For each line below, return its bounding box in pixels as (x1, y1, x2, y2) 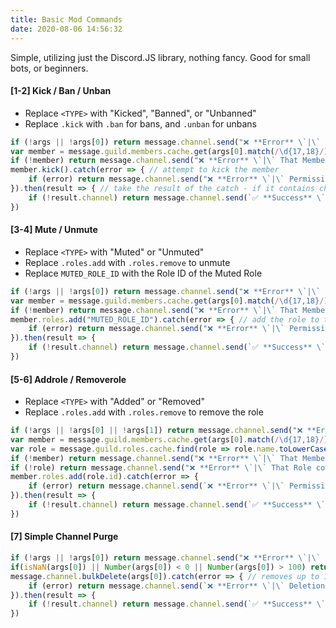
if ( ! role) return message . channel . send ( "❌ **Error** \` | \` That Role (10, 462, 312, 473)
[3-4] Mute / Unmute (10, 224, 98, 236)
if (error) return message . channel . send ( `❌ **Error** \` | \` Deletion (28, 581, 326, 591)
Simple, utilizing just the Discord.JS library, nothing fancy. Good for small (10, 51, 311, 63)
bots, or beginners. (10, 62, 89, 74)
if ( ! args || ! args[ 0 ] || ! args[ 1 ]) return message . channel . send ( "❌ (10, 426, 303, 436)
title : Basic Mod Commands (10, 14, 123, 25)
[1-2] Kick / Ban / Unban (10, 85, 112, 97)
